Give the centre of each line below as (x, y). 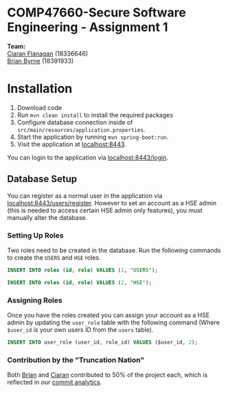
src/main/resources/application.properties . (81, 129)
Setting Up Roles (35, 235)
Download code (39, 107)
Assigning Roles (35, 300)
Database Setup (42, 179)
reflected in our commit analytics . (55, 382)
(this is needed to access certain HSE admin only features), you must (105, 210)
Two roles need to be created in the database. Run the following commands (114, 250)
